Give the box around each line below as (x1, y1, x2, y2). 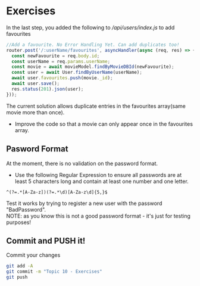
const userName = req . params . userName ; (11, 58, 111, 64)
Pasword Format (6, 144, 68, 154)
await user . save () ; (11, 80, 60, 87)
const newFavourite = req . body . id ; (11, 52, 100, 59)
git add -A (6, 263, 33, 269)
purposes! (6, 219, 32, 226)
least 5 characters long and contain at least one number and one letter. (14, 178, 189, 185)
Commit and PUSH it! (6, 235, 86, 245)
